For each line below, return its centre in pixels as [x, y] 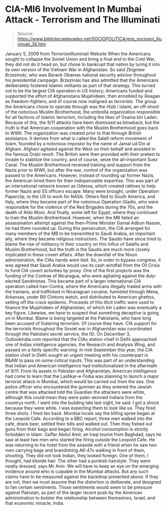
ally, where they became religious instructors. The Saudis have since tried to [83, 239]
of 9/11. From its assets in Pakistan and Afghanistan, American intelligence [81, 371]
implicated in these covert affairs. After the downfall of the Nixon [71, 254]
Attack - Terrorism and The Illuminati [83, 20]
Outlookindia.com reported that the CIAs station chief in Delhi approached [81, 339]
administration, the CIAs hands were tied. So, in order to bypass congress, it [83, 260]
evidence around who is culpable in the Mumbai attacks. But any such [77, 471]
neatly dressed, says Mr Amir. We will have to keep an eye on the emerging [82, 466]
